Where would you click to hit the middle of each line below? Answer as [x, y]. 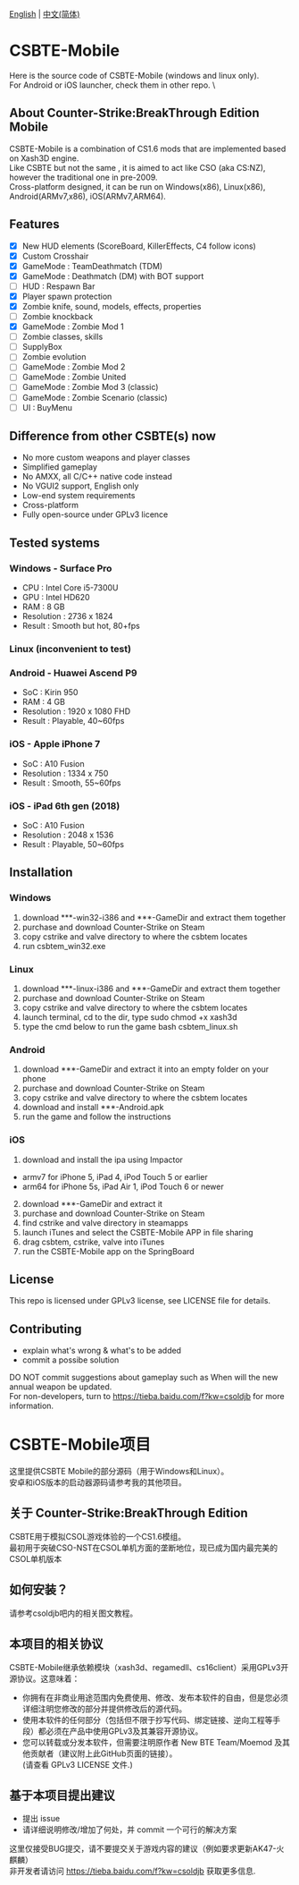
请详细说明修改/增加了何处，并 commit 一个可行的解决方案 [129, 1830]
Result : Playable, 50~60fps [73, 844]
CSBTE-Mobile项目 [80, 1445]
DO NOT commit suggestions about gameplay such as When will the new [144, 1378]
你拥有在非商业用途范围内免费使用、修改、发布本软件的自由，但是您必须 [155, 1697]
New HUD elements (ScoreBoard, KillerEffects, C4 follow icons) [139, 246]
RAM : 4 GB [43, 702]
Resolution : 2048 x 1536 [68, 835]
